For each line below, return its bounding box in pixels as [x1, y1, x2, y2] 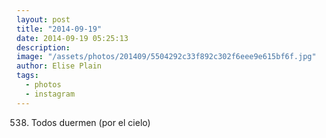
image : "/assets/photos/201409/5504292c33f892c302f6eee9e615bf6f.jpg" [16, 52, 317, 62]
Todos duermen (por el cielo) [30, 116, 151, 128]
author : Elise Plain [16, 61, 103, 71]
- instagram [25, 89, 76, 99]
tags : [16, 71, 39, 81]
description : [16, 42, 71, 53]
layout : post [16, 14, 71, 25]
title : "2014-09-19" [16, 24, 103, 34]
